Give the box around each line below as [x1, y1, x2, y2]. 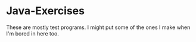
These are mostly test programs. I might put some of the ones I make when [6, 24, 191, 31]
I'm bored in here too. [6, 30, 60, 37]
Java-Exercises [6, 4, 85, 18]
